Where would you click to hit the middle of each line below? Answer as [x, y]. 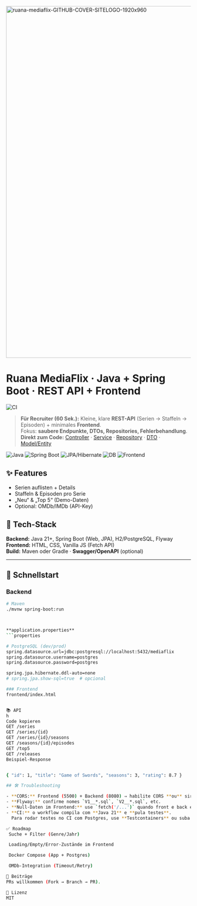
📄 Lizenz [17, 893]
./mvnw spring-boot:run [35, 609]
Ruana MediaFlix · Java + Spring [86, 379]
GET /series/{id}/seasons [38, 738]
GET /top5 [18, 748]
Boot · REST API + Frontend [73, 391]
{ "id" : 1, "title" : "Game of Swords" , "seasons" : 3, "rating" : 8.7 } [94, 775]
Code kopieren [23, 721]
